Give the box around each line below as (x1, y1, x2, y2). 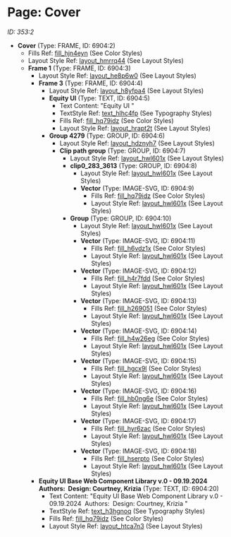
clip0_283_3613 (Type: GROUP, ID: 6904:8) (70, 161, 197, 170)
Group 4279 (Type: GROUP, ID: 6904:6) (49, 131, 166, 140)
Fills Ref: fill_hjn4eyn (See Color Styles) (27, 49, 143, 57)
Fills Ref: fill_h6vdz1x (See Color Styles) (91, 244, 206, 252)
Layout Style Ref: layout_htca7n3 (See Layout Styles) (49, 521, 203, 530)
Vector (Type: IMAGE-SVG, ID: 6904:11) (80, 236, 196, 244)
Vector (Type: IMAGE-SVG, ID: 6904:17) (80, 416, 197, 425)
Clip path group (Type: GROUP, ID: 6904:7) (59, 146, 186, 155)
